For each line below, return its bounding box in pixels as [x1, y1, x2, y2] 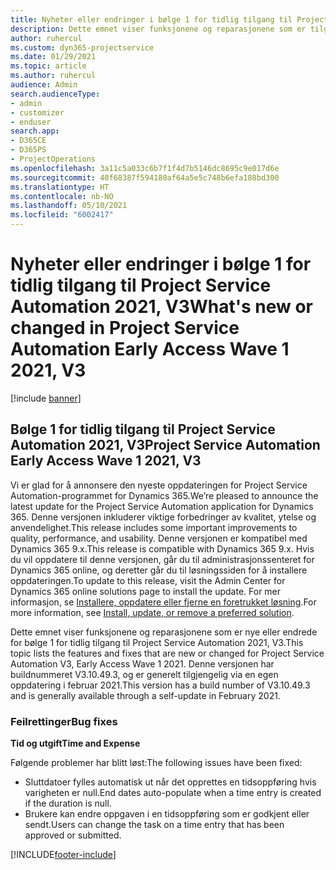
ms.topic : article [10, 61, 87, 71]
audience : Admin [10, 80, 78, 90]
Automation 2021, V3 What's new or [10, 296, 314, 318]
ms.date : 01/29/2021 [10, 52, 97, 62]
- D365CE [10, 136, 47, 146]
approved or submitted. [24, 829, 122, 841]
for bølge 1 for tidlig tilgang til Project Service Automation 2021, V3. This [10, 636, 304, 648]
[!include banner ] [10, 392, 82, 404]
